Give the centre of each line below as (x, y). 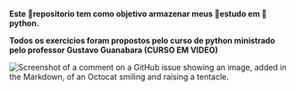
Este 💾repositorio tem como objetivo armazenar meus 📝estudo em (135, 14)
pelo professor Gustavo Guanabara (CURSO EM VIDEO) (114, 50)
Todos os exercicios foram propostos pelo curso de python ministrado (142, 41)
